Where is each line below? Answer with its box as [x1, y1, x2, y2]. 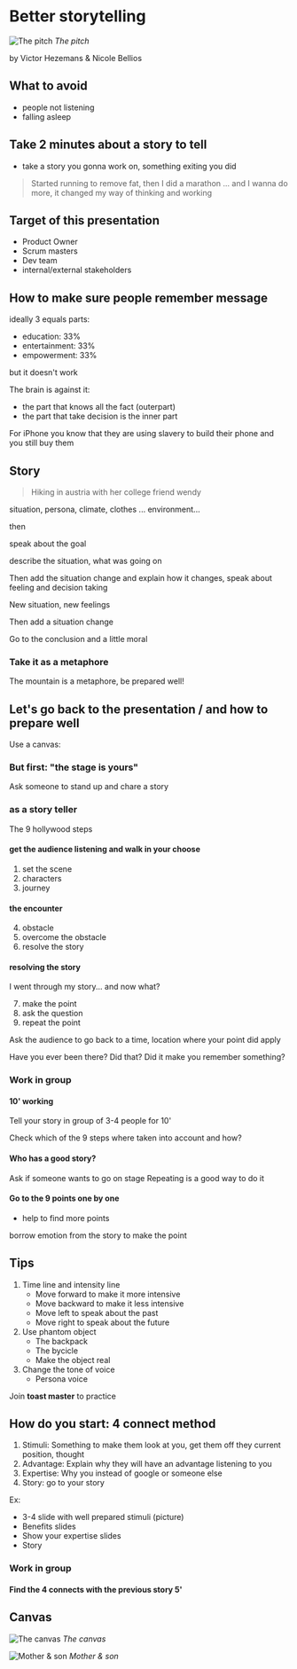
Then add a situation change [9, 616, 113, 627]
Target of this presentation [9, 213, 160, 228]
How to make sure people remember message [9, 290, 269, 305]
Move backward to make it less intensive [35, 1297, 184, 1309]
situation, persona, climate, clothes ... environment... [9, 504, 201, 514]
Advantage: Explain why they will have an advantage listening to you [21, 1459, 272, 1469]
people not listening [21, 102, 95, 113]
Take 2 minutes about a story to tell [9, 137, 207, 153]
